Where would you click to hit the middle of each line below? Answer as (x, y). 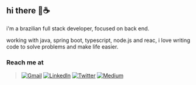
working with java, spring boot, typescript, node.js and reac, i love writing (98, 40)
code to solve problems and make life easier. (62, 46)
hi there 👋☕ (28, 11)
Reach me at (25, 62)
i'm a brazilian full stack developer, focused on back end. (78, 28)
